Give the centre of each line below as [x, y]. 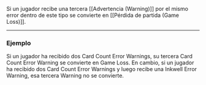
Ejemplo [19, 43]
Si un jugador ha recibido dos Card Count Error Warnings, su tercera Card [100, 56]
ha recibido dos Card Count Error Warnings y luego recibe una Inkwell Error [102, 69]
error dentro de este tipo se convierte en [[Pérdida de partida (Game [93, 15]
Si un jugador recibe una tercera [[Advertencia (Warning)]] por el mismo [97, 9]
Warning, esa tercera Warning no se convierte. [65, 76]
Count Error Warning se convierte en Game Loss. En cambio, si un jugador [100, 63]
